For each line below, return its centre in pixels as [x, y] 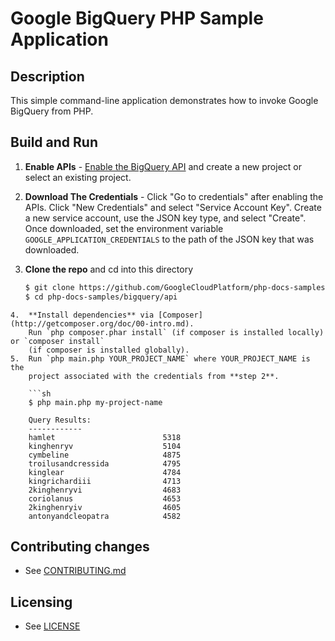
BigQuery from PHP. [52, 111]
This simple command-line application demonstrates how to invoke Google [164, 100]
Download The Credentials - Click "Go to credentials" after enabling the [174, 196]
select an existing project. [78, 177]
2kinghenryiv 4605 [105, 507]
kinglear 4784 [105, 472]
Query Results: [60, 420]
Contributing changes [80, 546]
